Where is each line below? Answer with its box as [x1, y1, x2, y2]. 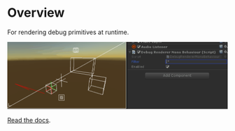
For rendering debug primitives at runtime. [7, 28, 129, 36]
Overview [7, 5, 65, 21]
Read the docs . [7, 116, 51, 124]
